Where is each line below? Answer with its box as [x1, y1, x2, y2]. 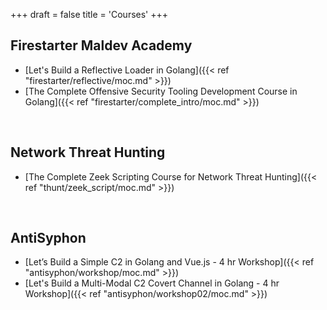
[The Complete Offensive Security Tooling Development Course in [24, 85, 298, 97]
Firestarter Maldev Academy [10, 37, 193, 54]
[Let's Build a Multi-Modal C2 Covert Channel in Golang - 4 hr [24, 277, 280, 289]
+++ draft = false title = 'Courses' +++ [10, 9, 169, 20]
